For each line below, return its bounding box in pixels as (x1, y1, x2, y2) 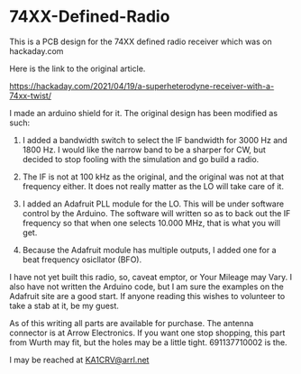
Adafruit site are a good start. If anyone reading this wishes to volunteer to (9, 290, 286, 301)
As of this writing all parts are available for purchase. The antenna (9, 317, 254, 328)
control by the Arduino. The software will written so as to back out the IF (22, 207, 291, 218)
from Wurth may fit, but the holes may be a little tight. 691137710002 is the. (9, 336, 287, 348)
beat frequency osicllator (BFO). (22, 254, 142, 265)
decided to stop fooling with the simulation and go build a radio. (22, 153, 260, 164)
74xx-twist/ (9, 90, 52, 101)
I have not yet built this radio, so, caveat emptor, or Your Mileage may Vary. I (9, 271, 293, 282)
